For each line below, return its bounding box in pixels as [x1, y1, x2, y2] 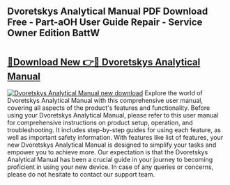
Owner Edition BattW [7, 27, 100, 39]
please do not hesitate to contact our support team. [7, 170, 155, 178]
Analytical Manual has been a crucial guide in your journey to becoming [7, 156, 213, 163]
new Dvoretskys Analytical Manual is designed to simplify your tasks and [7, 140, 217, 149]
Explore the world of [144, 89, 204, 97]
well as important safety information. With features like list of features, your [7, 134, 224, 141]
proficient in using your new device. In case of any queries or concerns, [7, 163, 214, 171]
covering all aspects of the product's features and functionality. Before [7, 104, 210, 112]
